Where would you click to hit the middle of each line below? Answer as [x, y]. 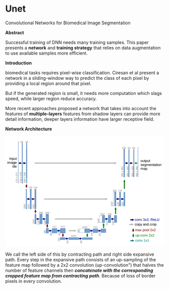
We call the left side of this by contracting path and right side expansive [80, 254]
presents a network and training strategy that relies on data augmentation [83, 47]
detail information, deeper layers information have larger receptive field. [80, 119]
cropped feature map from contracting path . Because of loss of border [80, 275]
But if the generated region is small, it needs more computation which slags [84, 93]
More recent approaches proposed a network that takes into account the [81, 108]
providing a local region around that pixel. [48, 83]
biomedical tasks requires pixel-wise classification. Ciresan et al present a [82, 73]
